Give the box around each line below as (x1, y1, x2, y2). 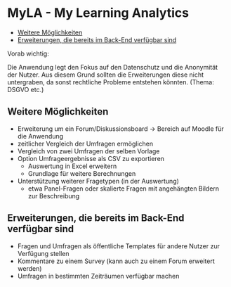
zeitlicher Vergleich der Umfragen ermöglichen (17, 139, 154, 148)
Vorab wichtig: (7, 49, 49, 58)
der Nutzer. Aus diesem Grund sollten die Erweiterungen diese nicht (7, 70, 204, 79)
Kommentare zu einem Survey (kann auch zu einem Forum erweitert (17, 257, 216, 265)
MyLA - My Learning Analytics (7, 5, 190, 21)
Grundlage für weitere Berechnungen (27, 169, 136, 177)
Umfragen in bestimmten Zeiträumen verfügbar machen (17, 272, 180, 280)
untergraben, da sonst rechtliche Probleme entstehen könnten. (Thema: (7, 77, 214, 86)
